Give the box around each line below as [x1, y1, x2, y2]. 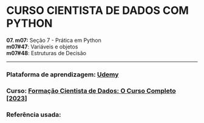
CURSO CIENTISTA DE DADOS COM [6, 4, 189, 18]
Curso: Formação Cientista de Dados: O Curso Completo [6, 86, 176, 95]
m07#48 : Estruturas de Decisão [6, 49, 87, 56]
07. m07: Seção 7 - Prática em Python [6, 36, 101, 44]
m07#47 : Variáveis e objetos [6, 43, 78, 50]
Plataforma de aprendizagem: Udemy [6, 70, 119, 79]
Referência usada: [6, 110, 61, 119]
